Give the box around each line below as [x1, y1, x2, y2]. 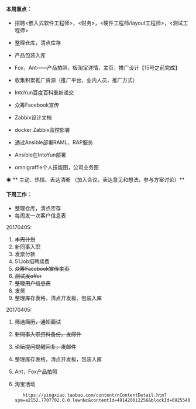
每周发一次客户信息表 [14, 212, 66, 219]
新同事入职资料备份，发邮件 [14, 331, 82, 338]
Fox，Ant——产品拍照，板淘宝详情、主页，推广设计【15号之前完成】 [14, 64, 180, 71]
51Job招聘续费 [14, 258, 50, 265]
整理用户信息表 [14, 280, 51, 287]
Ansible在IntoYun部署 [14, 151, 66, 158]
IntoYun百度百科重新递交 [14, 89, 74, 96]
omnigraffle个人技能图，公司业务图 [14, 164, 99, 171]
